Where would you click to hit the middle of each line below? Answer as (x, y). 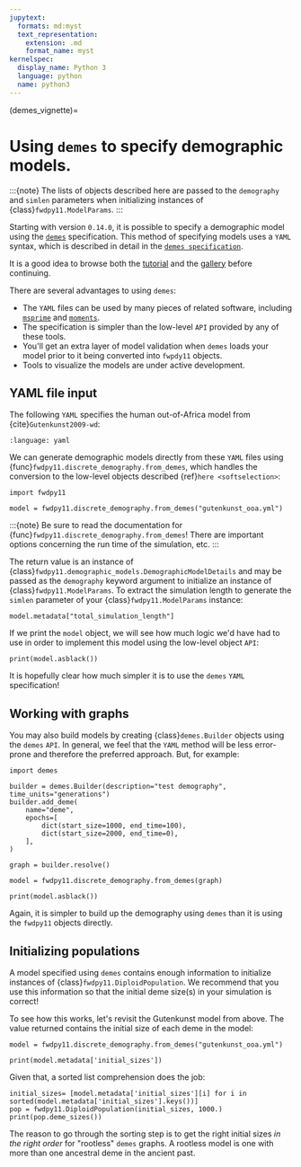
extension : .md (54, 43)
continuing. (30, 273)
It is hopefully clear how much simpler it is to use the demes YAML (127, 676)
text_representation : (58, 34)
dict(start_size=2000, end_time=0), (110, 834)
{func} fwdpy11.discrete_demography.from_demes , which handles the (133, 467)
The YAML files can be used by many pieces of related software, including (157, 307)
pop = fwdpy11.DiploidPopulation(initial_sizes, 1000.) (116, 1110)
